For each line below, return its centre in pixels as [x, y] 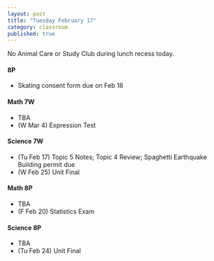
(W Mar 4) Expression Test [57, 125]
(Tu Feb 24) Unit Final [49, 251]
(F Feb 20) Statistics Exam [56, 211]
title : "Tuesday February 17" [52, 21]
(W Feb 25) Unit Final [49, 172]
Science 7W [26, 141]
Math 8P [20, 188]
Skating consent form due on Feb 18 [71, 86]
